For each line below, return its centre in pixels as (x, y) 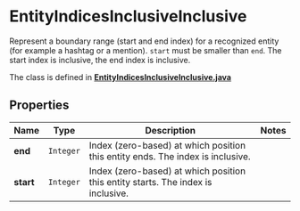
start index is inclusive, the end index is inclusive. (100, 60)
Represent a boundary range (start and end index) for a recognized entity (144, 41)
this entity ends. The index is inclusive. (170, 156)
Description (171, 130)
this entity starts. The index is (150, 182)
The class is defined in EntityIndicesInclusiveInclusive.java (121, 77)
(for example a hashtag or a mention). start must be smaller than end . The (146, 50)
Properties (39, 105)
